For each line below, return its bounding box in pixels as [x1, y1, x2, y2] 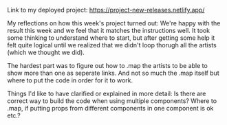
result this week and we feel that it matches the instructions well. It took [7, 27, 210, 34]
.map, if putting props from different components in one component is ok [7, 104, 214, 112]
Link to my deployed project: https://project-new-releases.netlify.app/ [7, 6, 205, 14]
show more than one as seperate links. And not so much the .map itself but [7, 69, 219, 77]
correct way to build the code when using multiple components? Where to [7, 97, 217, 105]
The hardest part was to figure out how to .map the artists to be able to [7, 62, 208, 69]
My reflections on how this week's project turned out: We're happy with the [7, 19, 221, 27]
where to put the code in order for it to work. [7, 76, 133, 84]
